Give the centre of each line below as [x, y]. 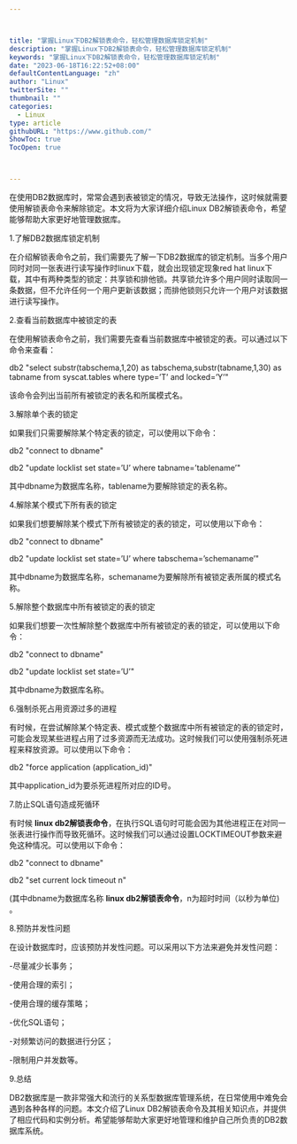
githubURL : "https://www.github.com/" [80, 131]
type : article [35, 123]
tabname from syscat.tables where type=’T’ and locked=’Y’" [119, 377]
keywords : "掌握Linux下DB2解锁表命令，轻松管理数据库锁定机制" [115, 57]
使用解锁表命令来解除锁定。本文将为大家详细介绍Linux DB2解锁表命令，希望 [148, 208]
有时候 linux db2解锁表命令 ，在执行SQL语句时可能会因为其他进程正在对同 [144, 823]
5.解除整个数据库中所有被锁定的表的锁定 [82, 607]
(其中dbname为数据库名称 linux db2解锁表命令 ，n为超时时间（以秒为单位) [145, 898]
